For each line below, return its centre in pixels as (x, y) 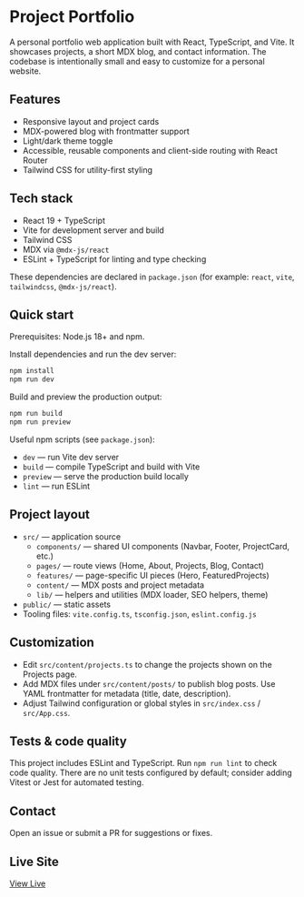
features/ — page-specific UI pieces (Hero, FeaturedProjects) (152, 575)
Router (35, 160)
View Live (28, 883)
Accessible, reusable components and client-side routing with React (150, 150)
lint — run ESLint (56, 486)
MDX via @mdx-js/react (66, 249)
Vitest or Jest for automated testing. (77, 782)
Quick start (42, 314)
